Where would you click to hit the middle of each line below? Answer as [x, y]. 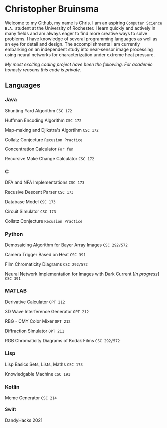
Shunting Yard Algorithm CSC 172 [39, 110]
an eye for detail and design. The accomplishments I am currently [73, 44]
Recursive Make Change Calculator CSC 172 [50, 158]
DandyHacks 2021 [24, 420]
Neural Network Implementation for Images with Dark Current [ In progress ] [82, 274]
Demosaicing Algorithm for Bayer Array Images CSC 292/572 [67, 245]
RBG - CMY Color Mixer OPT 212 [38, 321]
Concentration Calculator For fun [39, 149]
